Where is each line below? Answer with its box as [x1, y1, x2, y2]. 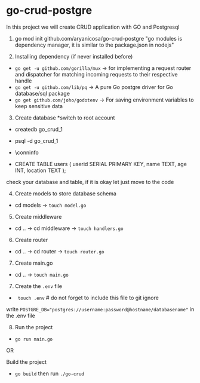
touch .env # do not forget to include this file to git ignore [17, 294, 159, 301]
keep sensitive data [14, 102, 63, 109]
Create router [14, 236, 48, 243]
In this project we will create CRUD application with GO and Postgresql [6, 23, 180, 30]
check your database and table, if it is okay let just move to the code [6, 178, 174, 185]
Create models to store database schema [14, 189, 116, 197]
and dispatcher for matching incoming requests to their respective [14, 71, 178, 78]
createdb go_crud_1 [14, 125, 63, 133]
